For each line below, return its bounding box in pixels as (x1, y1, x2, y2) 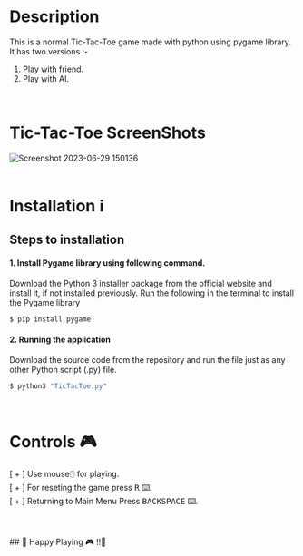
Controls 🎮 (9, 431, 97, 452)
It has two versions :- (9, 45, 89, 56)
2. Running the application (9, 334, 112, 346)
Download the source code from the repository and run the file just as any (9, 354, 286, 365)
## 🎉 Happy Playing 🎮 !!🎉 (9, 536, 107, 547)
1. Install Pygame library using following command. (9, 258, 206, 268)
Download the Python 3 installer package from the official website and (9, 278, 272, 288)
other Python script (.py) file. (9, 364, 117, 375)
